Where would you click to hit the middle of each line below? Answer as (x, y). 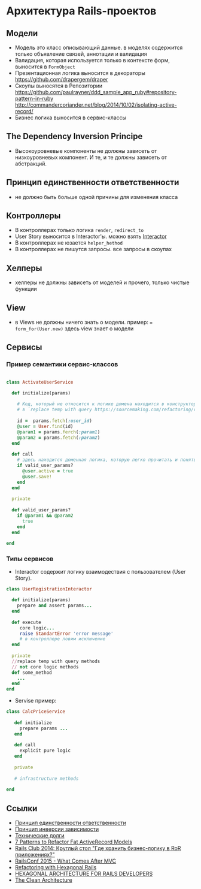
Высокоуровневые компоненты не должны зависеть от (86, 150)
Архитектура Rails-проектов (81, 11)
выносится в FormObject (45, 67)
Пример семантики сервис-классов (62, 364)
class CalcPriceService (36, 712)
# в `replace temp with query (55, 410)
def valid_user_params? (41, 510)
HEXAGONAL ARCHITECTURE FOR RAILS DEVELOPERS (84, 874)
